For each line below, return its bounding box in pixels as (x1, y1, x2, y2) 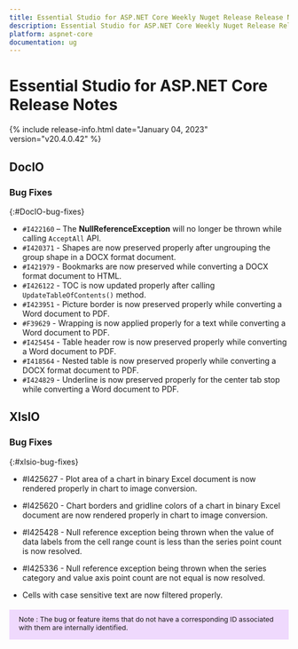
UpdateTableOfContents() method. (21, 289, 146, 300)
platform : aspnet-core (9, 29, 93, 38)
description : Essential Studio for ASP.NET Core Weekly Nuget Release (9, 21, 276, 30)
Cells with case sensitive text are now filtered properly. (21, 590, 223, 600)
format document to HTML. (21, 270, 122, 281)
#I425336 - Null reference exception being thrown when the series (21, 563, 267, 574)
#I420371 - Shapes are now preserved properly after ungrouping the (21, 241, 271, 253)
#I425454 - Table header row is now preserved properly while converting (21, 336, 287, 347)
